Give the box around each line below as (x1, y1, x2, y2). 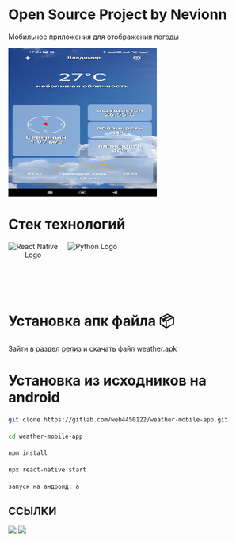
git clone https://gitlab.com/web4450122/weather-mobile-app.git (8, 415, 228, 424)
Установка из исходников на (8, 371, 207, 390)
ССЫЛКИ (8, 505, 57, 518)
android (8, 389, 61, 406)
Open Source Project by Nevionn (8, 6, 227, 24)
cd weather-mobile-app (8, 432, 83, 440)
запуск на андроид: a (8, 482, 80, 490)
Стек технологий (8, 216, 126, 233)
